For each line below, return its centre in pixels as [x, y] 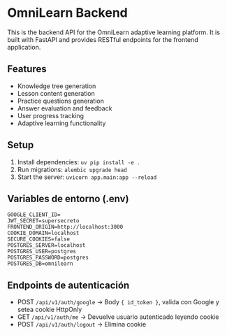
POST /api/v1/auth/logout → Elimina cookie [82, 325]
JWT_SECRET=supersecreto [43, 221]
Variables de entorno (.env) [68, 198]
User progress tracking [51, 115]
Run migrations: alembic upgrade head [72, 169]
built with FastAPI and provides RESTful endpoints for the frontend [103, 39]
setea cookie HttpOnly [50, 310]
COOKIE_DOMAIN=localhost [43, 233]
